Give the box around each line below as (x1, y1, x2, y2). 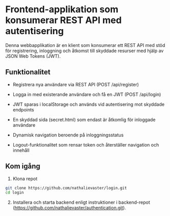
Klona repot (12, 175, 37, 182)
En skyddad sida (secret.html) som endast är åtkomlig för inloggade (12, 116, 156, 123)
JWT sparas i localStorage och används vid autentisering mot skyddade (12, 101, 165, 107)
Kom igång (5, 162, 40, 171)
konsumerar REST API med (5, 14, 122, 26)
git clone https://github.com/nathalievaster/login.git (5, 185, 127, 190)
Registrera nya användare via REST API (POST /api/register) (12, 81, 139, 87)
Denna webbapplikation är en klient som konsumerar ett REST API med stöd (5, 42, 165, 48)
